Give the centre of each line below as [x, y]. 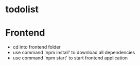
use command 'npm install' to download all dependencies [74, 53]
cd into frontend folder [37, 47]
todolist [22, 9]
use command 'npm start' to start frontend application [70, 58]
